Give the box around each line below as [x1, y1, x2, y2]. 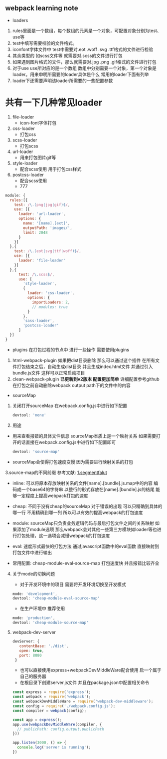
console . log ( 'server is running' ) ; [17, 745, 91, 750]
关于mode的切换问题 [12, 570, 55, 576]
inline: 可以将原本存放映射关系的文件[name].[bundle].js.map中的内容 [12, 480, 153, 486]
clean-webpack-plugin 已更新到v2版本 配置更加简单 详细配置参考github [12, 376, 160, 382]
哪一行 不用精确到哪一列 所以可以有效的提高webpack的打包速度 [12, 509, 143, 515]
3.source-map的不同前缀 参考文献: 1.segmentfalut [5, 469, 107, 475]
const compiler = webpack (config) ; [12, 708, 87, 713]
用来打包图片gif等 [19, 154, 56, 160]
